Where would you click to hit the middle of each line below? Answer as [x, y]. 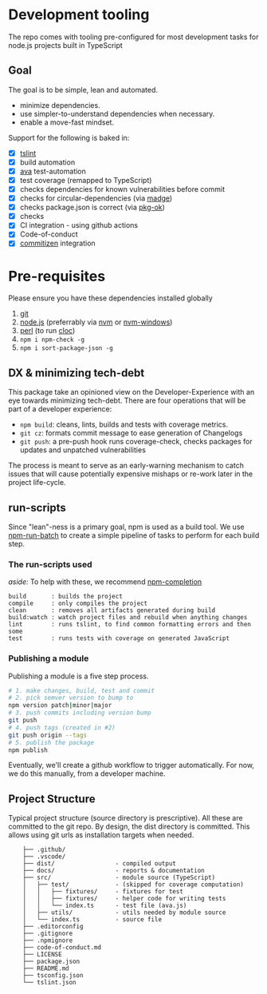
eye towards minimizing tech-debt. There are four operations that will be [127, 400]
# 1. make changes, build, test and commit [82, 690]
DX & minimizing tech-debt [77, 373]
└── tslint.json [50, 983]
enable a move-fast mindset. [67, 122]
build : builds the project [66, 597]
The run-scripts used [50, 564]
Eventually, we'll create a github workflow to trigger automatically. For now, [132, 765]
